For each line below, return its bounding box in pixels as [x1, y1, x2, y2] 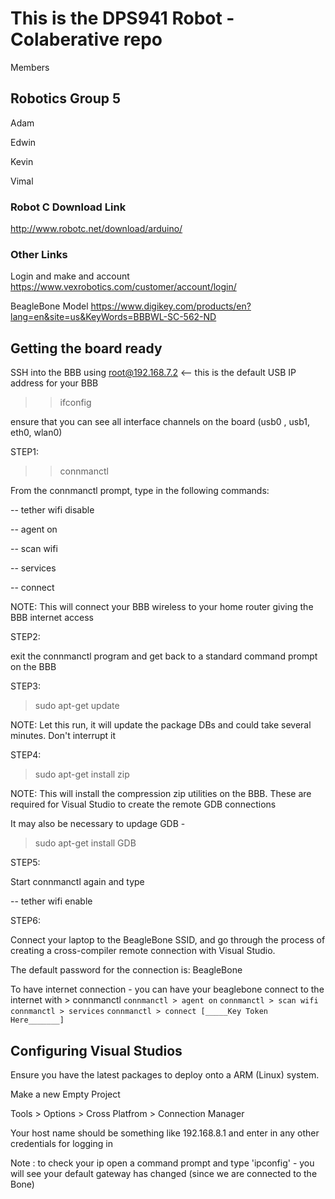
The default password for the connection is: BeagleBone [10, 964, 243, 976]
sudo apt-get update [34, 700, 120, 712]
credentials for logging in [10, 1137, 113, 1149]
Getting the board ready [10, 340, 163, 357]
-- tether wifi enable [10, 895, 93, 907]
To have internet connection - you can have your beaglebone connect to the [10, 983, 325, 996]
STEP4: [10, 749, 42, 761]
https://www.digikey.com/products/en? [90, 300, 252, 312]
